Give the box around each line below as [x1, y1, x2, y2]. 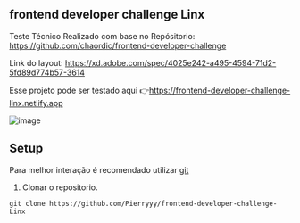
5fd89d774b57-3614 [9, 67, 86, 78]
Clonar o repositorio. [21, 182, 98, 193]
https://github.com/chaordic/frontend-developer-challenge [9, 40, 227, 51]
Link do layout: [9, 57, 64, 68]
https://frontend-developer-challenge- [148, 85, 291, 95]
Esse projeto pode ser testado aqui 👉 [9, 85, 150, 95]
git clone [9, 199, 46, 208]
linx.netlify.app [9, 97, 63, 108]
